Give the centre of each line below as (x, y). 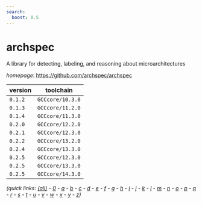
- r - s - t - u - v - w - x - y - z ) (44, 195)
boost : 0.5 (25, 17)
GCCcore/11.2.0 (59, 108)
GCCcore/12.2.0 (59, 125)
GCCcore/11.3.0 (59, 116)
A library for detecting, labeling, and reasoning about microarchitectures (96, 64)
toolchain (59, 90)
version (21, 90)
